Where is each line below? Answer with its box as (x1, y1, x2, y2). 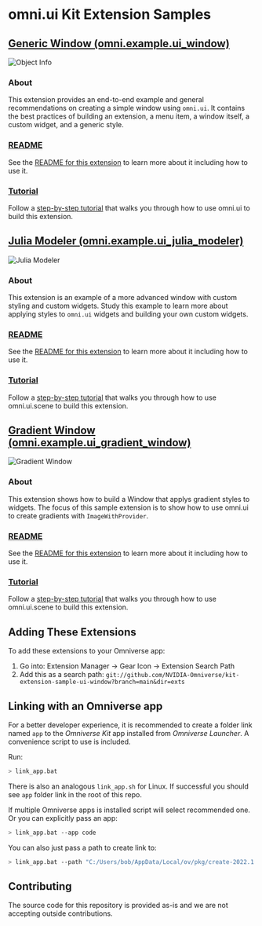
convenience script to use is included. (8, 737, 131, 746)
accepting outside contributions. (8, 909, 113, 918)
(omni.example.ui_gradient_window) (8, 436, 191, 449)
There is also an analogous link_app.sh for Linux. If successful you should (8, 781, 249, 791)
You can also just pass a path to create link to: (8, 843, 157, 852)
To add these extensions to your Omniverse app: (8, 646, 166, 656)
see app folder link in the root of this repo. (8, 789, 143, 799)
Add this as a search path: (19, 670, 104, 679)
